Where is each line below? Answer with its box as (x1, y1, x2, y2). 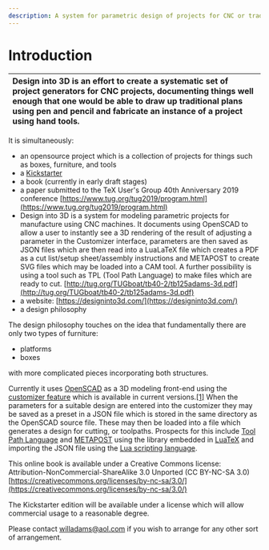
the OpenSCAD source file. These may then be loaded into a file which (8, 418, 241, 427)
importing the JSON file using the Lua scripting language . (8, 443, 198, 453)
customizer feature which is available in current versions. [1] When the (8, 392, 239, 402)
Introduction (8, 46, 93, 64)
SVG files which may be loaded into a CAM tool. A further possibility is (19, 261, 252, 271)
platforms (19, 344, 52, 354)
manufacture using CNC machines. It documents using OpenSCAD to (19, 219, 248, 228)
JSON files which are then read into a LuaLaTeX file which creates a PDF (19, 245, 259, 254)
